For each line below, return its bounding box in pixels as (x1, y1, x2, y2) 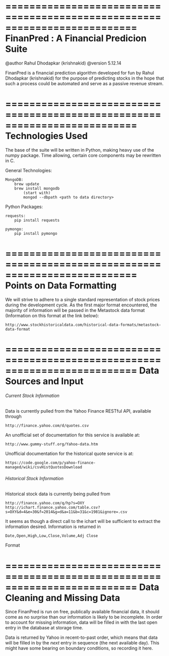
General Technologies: (5, 167, 52, 173)
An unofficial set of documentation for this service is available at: (5, 432, 140, 438)
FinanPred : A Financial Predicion (5, 33, 147, 44)
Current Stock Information (5, 392, 60, 399)
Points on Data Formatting (5, 280, 117, 291)
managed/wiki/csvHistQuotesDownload (5, 465, 82, 470)
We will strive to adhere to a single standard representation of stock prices (5, 296, 160, 302)
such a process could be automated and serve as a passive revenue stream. (5, 80, 164, 86)
